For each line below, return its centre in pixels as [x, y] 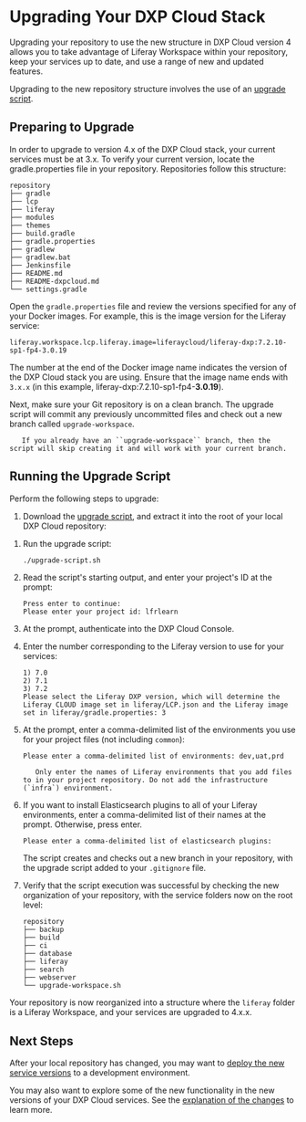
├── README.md [36, 273]
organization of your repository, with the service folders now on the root [158, 896]
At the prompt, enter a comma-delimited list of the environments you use [159, 730]
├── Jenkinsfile [40, 265]
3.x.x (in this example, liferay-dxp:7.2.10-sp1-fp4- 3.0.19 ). [117, 386]
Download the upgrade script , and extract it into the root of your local [153, 516]
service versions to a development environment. [100, 1073]
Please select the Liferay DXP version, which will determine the [151, 697]
